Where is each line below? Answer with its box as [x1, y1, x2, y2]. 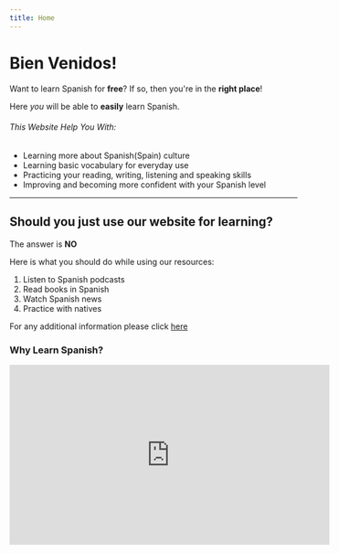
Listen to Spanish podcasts [22, 273, 125, 284]
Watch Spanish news [22, 293, 102, 304]
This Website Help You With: [9, 122, 117, 133]
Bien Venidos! [9, 52, 117, 73]
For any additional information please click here [9, 321, 188, 332]
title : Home [9, 13, 55, 23]
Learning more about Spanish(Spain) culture [22, 150, 190, 161]
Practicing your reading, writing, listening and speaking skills [22, 169, 252, 180]
